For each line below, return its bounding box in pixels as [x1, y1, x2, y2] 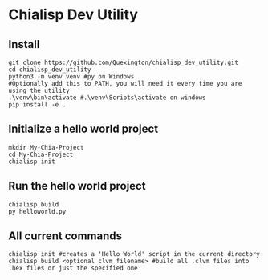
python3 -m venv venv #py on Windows [8, 73, 135, 81]
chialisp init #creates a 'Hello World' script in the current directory [8, 250, 261, 258]
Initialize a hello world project [8, 122, 159, 136]
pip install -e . [8, 101, 67, 109]
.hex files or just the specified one [8, 264, 138, 273]
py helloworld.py [8, 207, 67, 215]
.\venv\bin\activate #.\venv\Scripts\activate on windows [8, 94, 206, 102]
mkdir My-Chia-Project [8, 143, 84, 151]
